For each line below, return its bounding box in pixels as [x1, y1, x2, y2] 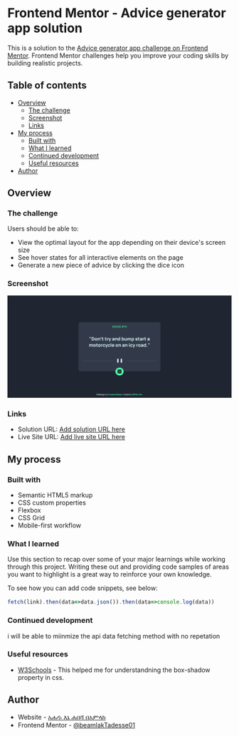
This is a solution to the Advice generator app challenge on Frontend [7, 43, 208, 52]
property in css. [17, 673, 65, 681]
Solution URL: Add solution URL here [17, 425, 126, 433]
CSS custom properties [17, 498, 87, 507]
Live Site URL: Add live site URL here [17, 433, 126, 441]
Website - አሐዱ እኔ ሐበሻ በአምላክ [17, 713, 106, 721]
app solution [7, 20, 83, 36]
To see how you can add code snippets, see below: [7, 584, 158, 592]
